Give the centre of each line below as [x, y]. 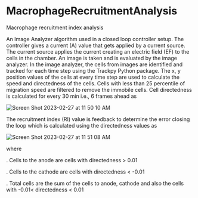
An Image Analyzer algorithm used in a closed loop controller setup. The [95, 39]
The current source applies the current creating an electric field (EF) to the [98, 51]
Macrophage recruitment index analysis [55, 27]
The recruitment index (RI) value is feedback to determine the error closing [98, 119]
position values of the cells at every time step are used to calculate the [93, 77]
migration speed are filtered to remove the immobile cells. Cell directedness [99, 89]
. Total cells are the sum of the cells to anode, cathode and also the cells [95, 183]
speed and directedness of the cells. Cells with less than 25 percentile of [96, 83]
